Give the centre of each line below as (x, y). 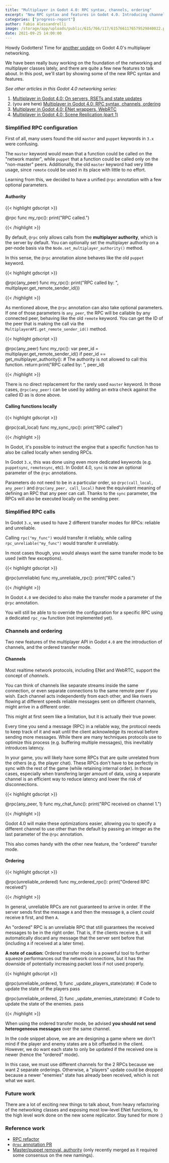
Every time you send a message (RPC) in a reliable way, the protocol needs (83, 726)
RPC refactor (26, 1139)
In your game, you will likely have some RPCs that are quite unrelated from (82, 757)
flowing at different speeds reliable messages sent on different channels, (81, 701)
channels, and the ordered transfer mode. (49, 647)
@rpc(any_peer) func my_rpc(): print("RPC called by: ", (62, 283)
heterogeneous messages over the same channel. (58, 1029)
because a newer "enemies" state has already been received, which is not (82, 1075)
